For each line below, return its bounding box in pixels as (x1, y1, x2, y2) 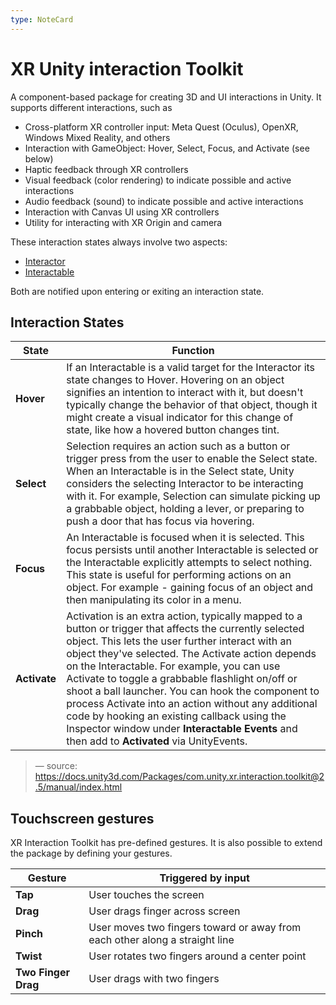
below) (24, 152, 54, 165)
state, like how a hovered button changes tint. (66, 423, 280, 437)
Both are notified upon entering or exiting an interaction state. (10, 285, 265, 297)
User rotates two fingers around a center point (88, 949, 307, 963)
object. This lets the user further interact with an (66, 634, 292, 648)
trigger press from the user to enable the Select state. (66, 452, 318, 466)
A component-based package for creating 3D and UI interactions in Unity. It (10, 91, 322, 103)
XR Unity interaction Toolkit (10, 57, 244, 80)
